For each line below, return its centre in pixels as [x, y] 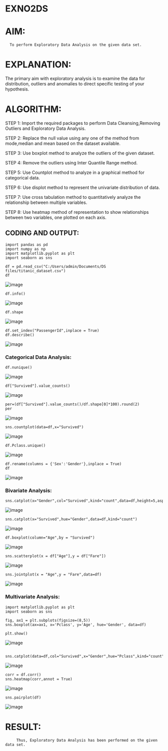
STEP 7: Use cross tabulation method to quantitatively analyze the [73, 197]
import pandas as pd [27, 245]
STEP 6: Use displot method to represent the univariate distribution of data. [82, 187]
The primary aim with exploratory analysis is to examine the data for [75, 78]
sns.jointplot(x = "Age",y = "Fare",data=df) [53, 575]
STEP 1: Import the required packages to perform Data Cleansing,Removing [83, 123]
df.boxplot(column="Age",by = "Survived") [50, 538]
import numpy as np [25, 249]
